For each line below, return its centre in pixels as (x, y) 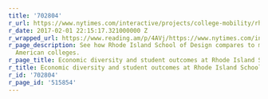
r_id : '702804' (33, 75)
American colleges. (48, 53)
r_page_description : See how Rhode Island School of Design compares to (132, 46)
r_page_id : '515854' (43, 82)
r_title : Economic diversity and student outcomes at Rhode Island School (135, 68)
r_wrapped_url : (33, 38)
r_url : (19, 23)
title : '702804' (35, 16)
